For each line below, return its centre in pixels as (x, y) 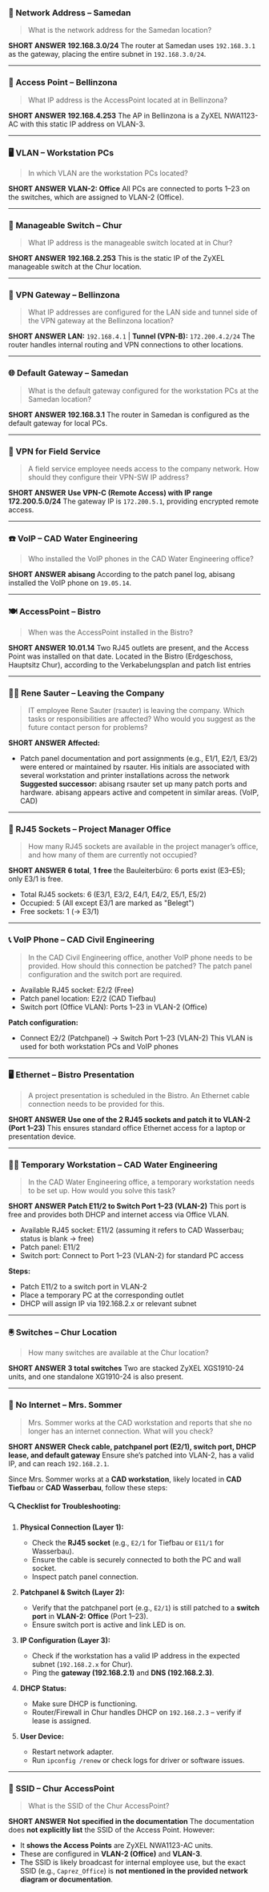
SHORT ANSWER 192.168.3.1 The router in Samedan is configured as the (129, 415)
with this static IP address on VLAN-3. (82, 124)
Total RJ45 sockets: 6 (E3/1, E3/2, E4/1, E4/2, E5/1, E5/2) (113, 895)
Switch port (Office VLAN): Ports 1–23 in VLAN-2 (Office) (114, 1007)
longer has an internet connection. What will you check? (120, 1431)
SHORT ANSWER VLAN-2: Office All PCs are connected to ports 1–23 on (129, 188)
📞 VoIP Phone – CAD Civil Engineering (81, 940)
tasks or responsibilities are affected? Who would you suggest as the (142, 719)
